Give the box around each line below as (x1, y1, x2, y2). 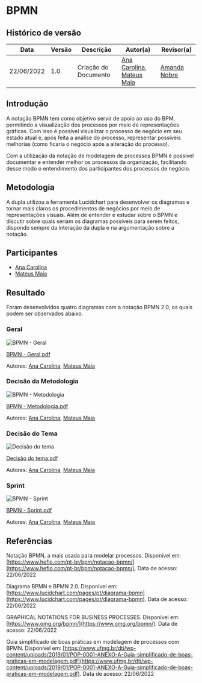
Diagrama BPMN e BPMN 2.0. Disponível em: (6, 583, 118, 590)
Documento (77, 71, 111, 79)
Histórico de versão (6, 28, 81, 38)
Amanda (160, 63, 185, 71)
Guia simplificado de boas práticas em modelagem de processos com (6, 638, 179, 646)
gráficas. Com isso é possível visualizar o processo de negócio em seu (6, 127, 182, 134)
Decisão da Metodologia (6, 377, 79, 386)
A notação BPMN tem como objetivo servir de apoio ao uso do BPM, (6, 115, 176, 122)
